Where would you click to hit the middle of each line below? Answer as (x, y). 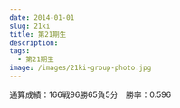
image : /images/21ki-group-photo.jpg (81, 68)
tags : (19, 51)
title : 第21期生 (38, 34)
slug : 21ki (30, 26)
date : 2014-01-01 (42, 18)
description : (34, 43)
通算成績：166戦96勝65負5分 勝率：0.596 (90, 94)
